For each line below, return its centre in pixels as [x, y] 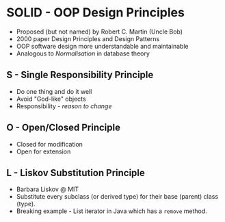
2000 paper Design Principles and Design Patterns [88, 38]
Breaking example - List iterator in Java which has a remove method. [112, 211]
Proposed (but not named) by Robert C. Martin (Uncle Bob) [99, 32]
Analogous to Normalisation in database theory [83, 53]
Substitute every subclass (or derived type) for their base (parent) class [117, 197]
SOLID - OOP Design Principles [96, 13]
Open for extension [43, 151]
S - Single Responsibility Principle [80, 75]
